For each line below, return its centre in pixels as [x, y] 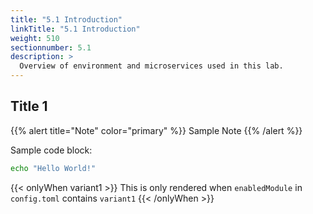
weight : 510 [35, 38]
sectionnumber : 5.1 [51, 47]
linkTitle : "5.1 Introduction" [75, 29]
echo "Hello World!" [53, 168]
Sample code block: [51, 150]
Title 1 [29, 106]
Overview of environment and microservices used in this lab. [151, 66]
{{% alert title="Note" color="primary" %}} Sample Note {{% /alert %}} [156, 130]
